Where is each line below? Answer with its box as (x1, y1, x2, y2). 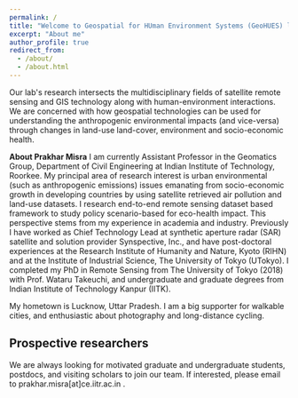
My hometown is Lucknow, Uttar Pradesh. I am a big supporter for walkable (9, 300, 285, 311)
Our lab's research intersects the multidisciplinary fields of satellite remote (9, 86, 281, 98)
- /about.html (17, 63, 69, 72)
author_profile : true (9, 37, 90, 47)
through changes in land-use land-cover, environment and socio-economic (9, 124, 284, 135)
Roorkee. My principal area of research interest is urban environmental (9, 170, 268, 180)
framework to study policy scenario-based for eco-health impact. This (9, 208, 266, 219)
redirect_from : (9, 46, 66, 55)
